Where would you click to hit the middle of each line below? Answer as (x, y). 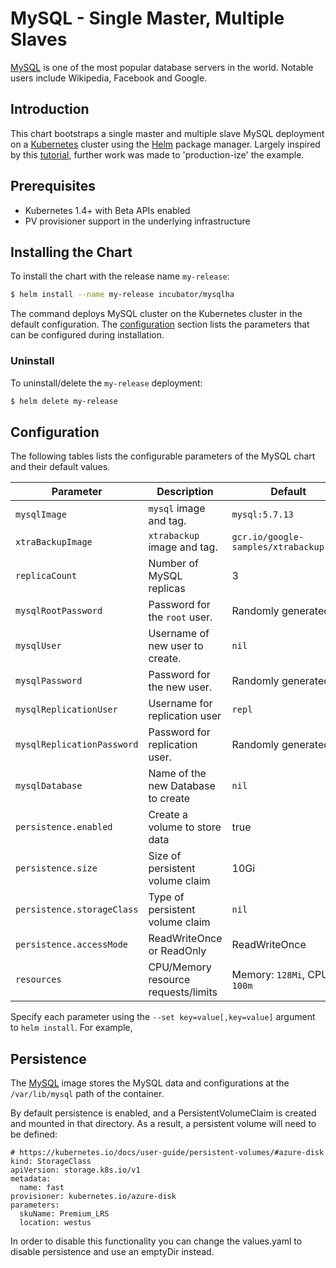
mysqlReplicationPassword (77, 745)
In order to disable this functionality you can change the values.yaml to (156, 1241)
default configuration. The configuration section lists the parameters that (160, 324)
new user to (176, 646)
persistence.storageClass (77, 910)
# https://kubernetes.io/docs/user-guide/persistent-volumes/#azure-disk (167, 1153)
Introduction (50, 109)
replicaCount (46, 576)
